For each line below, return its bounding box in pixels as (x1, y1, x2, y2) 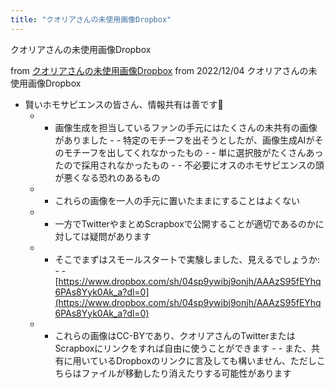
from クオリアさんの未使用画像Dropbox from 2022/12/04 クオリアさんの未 (10, 64, 318, 76)
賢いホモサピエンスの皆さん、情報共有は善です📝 (24, 98, 224, 110)
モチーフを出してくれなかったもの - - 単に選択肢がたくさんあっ (63, 146, 324, 158)
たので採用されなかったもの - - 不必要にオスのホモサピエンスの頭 (54, 159, 325, 171)
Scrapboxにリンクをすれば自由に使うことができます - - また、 (54, 342, 312, 354)
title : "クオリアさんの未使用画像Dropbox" (10, 14, 172, 25)
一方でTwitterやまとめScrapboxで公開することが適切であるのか (54, 217, 316, 230)
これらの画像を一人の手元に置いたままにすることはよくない (54, 194, 301, 206)
